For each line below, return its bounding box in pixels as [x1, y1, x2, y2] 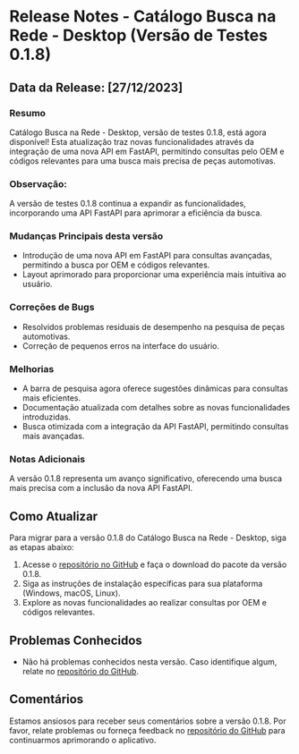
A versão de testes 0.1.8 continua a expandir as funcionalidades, [9, 199, 246, 209]
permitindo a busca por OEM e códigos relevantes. [21, 259, 210, 270]
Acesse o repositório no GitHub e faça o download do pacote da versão [21, 559, 287, 570]
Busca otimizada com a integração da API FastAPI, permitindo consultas [21, 421, 289, 432]
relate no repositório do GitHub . [21, 665, 139, 676]
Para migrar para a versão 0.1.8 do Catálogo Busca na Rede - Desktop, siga [9, 532, 286, 543]
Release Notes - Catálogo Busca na [9, 6, 277, 27]
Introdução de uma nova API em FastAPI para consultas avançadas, [21, 250, 273, 261]
